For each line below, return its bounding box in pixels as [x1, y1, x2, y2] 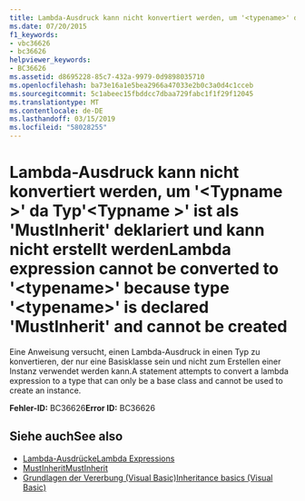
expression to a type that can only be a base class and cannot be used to [9, 375, 283, 386]
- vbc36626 [9, 38, 51, 48]
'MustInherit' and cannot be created [9, 317, 288, 337]
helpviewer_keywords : [9, 55, 92, 64]
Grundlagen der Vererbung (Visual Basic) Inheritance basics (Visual [22, 472, 273, 483]
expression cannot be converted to [9, 259, 280, 280]
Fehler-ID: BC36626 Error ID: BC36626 [9, 402, 156, 413]
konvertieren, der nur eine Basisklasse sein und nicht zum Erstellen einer [9, 356, 281, 367]
